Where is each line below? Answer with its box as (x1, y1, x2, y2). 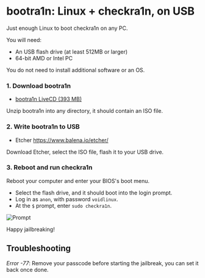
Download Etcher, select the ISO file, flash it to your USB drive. (6, 148, 164, 155)
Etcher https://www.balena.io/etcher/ (15, 136, 109, 144)
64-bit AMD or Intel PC (15, 54, 73, 62)
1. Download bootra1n (6, 81, 71, 90)
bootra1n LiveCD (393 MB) (15, 96, 82, 103)
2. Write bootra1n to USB (6, 123, 81, 131)
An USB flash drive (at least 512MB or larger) (15, 48, 128, 55)
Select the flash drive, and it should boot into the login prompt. (15, 189, 173, 196)
